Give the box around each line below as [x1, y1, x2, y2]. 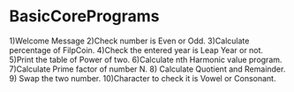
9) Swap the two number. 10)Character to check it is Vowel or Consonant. [9, 73, 276, 83]
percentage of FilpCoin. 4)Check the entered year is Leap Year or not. [9, 44, 263, 55]
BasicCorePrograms [9, 6, 161, 27]
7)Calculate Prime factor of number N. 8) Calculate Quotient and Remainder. [9, 64, 286, 74]
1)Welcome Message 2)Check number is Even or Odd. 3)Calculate [9, 35, 250, 46]
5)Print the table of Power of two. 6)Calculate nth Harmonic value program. [9, 54, 283, 65]
